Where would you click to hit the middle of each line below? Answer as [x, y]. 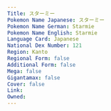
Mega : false [24, 71]
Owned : [17, 97]
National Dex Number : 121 [44, 46]
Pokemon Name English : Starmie [52, 33]
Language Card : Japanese [43, 39]
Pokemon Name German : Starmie [51, 26]
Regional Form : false [39, 59]
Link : [15, 90]
